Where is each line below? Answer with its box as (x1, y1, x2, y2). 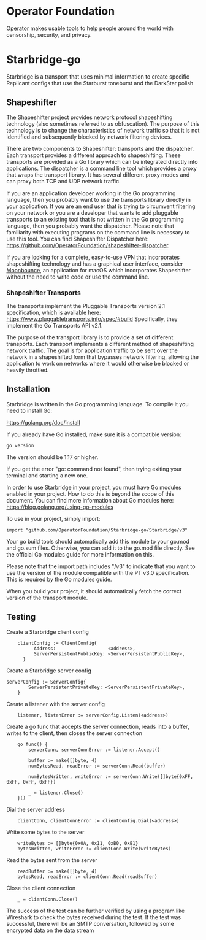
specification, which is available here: (6, 309, 101, 316)
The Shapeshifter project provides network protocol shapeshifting (6, 114, 173, 121)
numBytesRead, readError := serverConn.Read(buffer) (28, 763, 166, 769)
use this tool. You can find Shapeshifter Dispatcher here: (6, 235, 149, 242)
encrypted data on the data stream (6, 927, 94, 934)
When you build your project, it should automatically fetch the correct (6, 587, 182, 595)
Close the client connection (6, 884, 75, 892)
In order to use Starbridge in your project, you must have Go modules (6, 483, 182, 491)
